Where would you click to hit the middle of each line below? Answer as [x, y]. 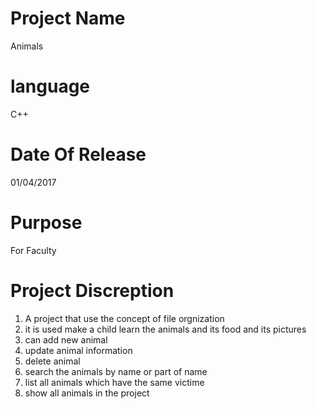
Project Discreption [92, 290]
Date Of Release [78, 154]
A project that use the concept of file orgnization [124, 318]
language [50, 86]
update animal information [78, 350]
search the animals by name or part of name [116, 371]
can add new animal [66, 339]
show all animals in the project [87, 393]
